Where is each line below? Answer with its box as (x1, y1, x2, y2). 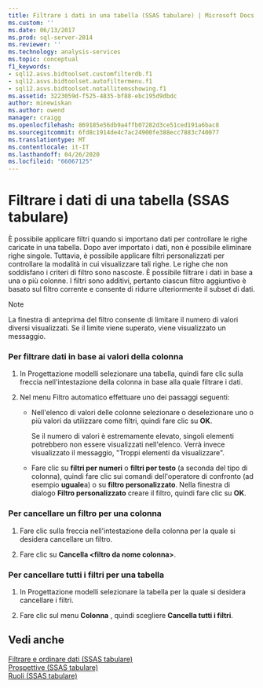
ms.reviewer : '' (8, 41, 61, 49)
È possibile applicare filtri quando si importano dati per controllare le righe (8, 234, 248, 244)
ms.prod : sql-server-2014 (8, 33, 93, 42)
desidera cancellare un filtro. (19, 534, 113, 543)
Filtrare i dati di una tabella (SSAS (8, 192, 230, 209)
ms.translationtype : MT (8, 135, 86, 144)
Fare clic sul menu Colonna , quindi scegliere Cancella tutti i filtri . (19, 610, 233, 620)
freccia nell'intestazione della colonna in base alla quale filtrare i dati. (19, 377, 243, 387)
